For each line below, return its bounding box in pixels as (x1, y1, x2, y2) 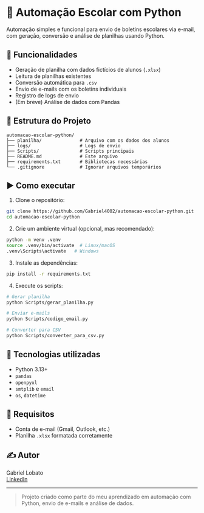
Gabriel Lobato (6, 469, 44, 476)
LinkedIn (6, 476, 28, 483)
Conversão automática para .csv (15, 79, 97, 86)
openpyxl (15, 380, 38, 386)
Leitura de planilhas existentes (15, 72, 92, 80)
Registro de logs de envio (15, 91, 80, 99)
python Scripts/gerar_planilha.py (6, 299, 94, 305)
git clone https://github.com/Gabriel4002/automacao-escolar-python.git (6, 208, 194, 215)
